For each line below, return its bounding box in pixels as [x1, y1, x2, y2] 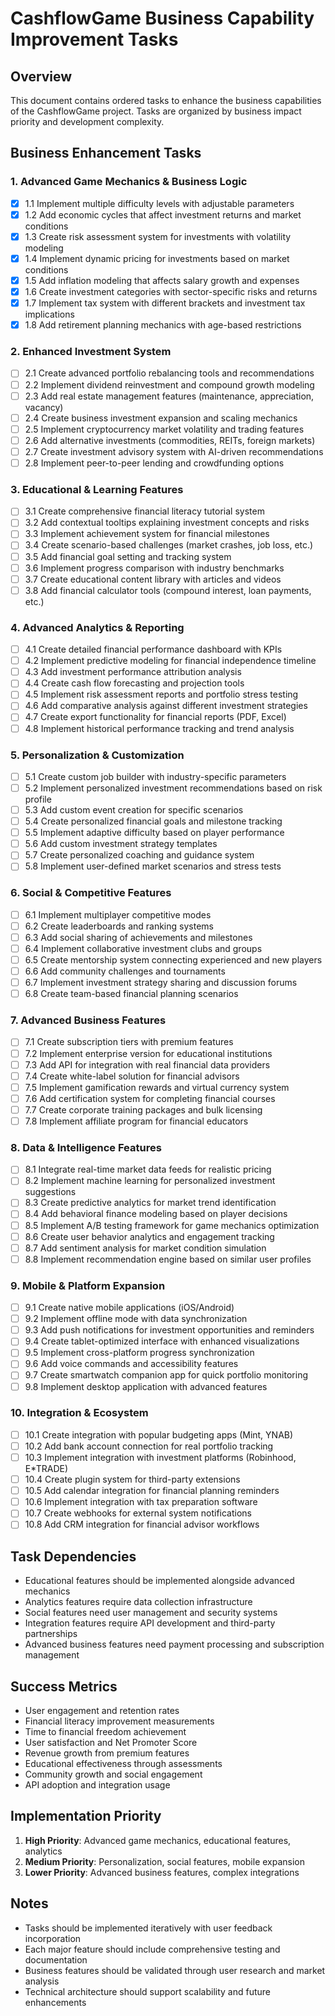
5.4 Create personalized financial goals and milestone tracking [24, 815, 283, 827]
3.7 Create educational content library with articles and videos [24, 573, 282, 585]
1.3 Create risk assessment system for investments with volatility [24, 230, 292, 242]
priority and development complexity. [10, 116, 165, 127]
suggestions [24, 1186, 77, 1198]
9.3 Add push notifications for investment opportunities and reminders [24, 1324, 315, 1336]
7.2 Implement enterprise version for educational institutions [24, 1047, 273, 1059]
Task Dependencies [10, 1548, 137, 1565]
